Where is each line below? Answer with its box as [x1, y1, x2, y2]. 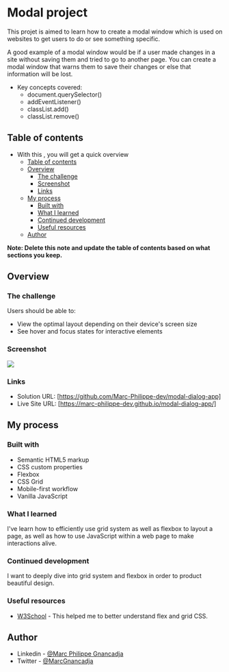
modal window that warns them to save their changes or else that [7, 62, 191, 71]
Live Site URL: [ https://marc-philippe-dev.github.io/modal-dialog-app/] [16, 399, 217, 408]
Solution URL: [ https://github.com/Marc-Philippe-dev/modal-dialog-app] [16, 393, 221, 401]
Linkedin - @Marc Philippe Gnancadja [16, 649, 124, 658]
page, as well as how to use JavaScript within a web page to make [7, 532, 194, 540]
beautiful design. [7, 579, 55, 587]
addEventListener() [27, 97, 81, 105]
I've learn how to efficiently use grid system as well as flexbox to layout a [7, 525, 213, 533]
